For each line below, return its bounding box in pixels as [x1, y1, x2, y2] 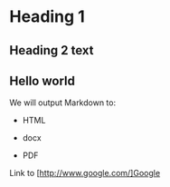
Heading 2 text [9, 43, 94, 58]
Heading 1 [9, 6, 86, 27]
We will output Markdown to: [9, 97, 116, 108]
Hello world [9, 73, 75, 88]
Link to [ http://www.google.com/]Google [9, 168, 161, 179]
